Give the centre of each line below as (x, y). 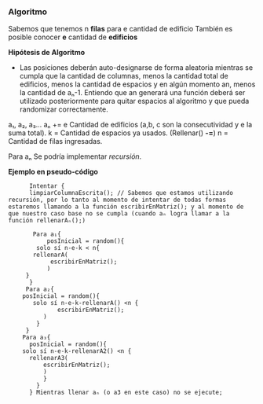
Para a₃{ (37, 338)
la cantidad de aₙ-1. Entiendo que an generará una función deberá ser (132, 93)
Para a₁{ (47, 234)
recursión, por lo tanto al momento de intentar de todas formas (117, 200)
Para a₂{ (40, 289)
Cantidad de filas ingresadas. (55, 141)
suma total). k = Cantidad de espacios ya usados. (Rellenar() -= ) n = (119, 133)
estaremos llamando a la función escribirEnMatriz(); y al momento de (126, 207)
